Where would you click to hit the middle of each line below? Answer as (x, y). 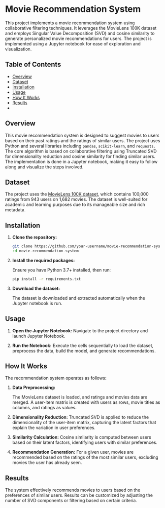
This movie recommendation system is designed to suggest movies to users (82, 135)
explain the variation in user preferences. (54, 428)
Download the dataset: (36, 288)
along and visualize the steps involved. (44, 167)
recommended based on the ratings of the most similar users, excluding (85, 457)
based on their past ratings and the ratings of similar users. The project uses (83, 140)
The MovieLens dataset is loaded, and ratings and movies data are (80, 397)
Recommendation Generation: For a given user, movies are (73, 452)
